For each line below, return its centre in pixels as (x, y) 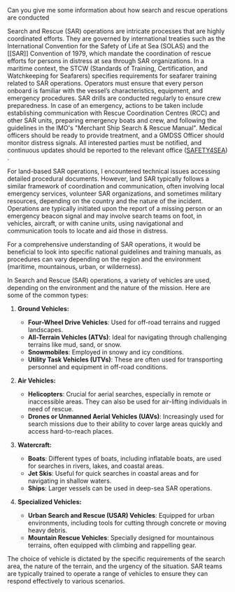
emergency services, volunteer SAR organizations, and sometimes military (114, 193)
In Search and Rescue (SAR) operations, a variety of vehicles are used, (109, 280)
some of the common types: (48, 295)
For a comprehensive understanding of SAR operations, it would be (104, 244)
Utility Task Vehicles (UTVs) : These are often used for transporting (125, 359)
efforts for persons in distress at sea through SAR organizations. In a (106, 61)
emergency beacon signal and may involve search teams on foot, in (105, 216)
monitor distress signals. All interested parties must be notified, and (105, 143)
